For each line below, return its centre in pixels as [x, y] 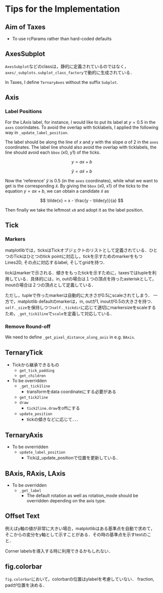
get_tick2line [34, 398]
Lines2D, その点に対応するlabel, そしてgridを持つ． [56, 262]
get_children [33, 376]
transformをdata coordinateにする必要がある [72, 392]
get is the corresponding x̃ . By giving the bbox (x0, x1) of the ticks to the [77, 186]
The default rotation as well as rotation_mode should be [82, 495]
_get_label [30, 491]
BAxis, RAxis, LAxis [35, 473]
